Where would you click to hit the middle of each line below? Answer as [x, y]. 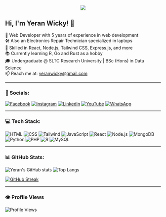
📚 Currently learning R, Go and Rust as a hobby [54, 54]
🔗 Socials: [17, 93]
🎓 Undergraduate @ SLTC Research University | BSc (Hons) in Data [75, 61]
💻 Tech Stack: [23, 121]
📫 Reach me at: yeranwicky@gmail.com [46, 74]
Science [13, 68]
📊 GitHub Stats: [25, 157]
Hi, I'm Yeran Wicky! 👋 [40, 23]
